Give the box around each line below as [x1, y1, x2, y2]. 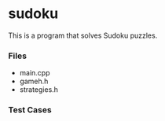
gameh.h [19, 76, 49, 86]
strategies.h [19, 85, 59, 94]
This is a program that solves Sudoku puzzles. [8, 31, 158, 40]
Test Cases [8, 104, 53, 115]
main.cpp [19, 68, 50, 78]
